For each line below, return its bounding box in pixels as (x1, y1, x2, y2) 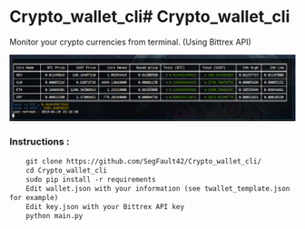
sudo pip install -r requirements (25, 174, 156, 184)
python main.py (25, 211, 84, 220)
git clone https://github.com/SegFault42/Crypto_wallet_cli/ (25, 156, 261, 165)
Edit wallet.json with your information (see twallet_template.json (25, 184, 290, 193)
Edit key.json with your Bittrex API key (25, 202, 184, 211)
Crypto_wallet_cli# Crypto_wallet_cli (9, 6, 290, 27)
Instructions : (9, 134, 70, 147)
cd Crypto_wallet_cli (25, 165, 107, 174)
